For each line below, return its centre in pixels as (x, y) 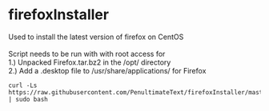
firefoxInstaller (59, 15)
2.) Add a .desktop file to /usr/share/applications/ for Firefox (107, 70)
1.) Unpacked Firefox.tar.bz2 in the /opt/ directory (90, 62)
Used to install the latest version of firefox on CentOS (96, 37)
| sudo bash (28, 99)
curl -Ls (23, 85)
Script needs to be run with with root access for (87, 54)
